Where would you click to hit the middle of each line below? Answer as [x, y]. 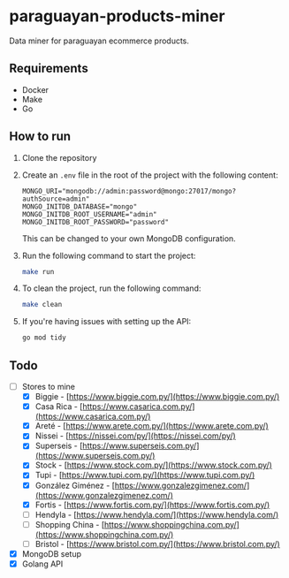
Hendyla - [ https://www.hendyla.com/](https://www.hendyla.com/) [157, 514]
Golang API [42, 564]
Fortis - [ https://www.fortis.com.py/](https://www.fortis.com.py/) [152, 505]
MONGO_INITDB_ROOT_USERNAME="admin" [89, 214]
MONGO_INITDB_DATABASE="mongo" [80, 206]
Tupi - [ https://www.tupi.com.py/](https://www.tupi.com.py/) [145, 475]
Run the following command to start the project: [109, 255]
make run [38, 271]
